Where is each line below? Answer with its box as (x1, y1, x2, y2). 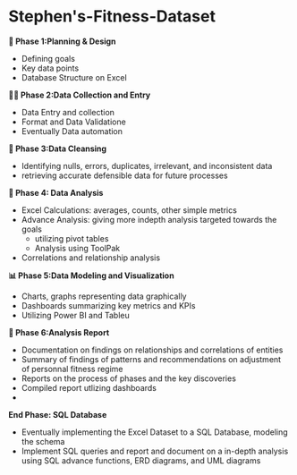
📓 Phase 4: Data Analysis (8, 187, 104, 198)
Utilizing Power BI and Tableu (21, 310, 131, 320)
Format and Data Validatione (21, 116, 126, 127)
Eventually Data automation (21, 125, 123, 136)
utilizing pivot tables (34, 233, 109, 243)
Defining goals (21, 53, 75, 64)
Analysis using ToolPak (34, 242, 121, 253)
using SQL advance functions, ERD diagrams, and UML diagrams (21, 454, 261, 466)
